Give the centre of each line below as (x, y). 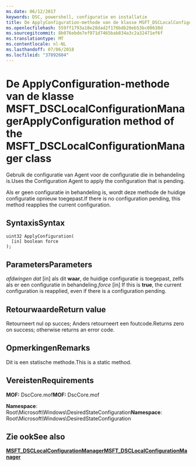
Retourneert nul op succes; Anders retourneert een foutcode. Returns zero (95, 323)
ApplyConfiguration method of (99, 121)
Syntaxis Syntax (36, 223)
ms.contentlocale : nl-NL (36, 44)
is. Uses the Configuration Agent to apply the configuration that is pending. (95, 181)
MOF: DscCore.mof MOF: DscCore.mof (53, 395)
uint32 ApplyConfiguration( (40, 237)
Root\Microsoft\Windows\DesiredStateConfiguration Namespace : (84, 412)
